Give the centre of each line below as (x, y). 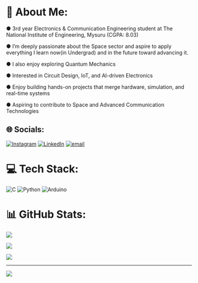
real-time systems (28, 93)
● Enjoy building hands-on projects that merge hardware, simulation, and (95, 87)
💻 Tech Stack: (42, 169)
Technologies (23, 111)
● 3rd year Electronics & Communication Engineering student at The (89, 28)
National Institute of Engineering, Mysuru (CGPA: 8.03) (72, 34)
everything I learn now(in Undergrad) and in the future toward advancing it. (97, 52)
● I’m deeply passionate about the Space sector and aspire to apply (89, 46)
